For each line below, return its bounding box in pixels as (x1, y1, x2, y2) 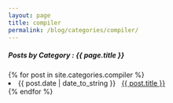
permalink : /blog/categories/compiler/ (8, 26, 139, 34)
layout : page (8, 11, 51, 20)
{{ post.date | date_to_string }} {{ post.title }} (18, 79, 166, 88)
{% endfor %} (8, 87, 53, 97)
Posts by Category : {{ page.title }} (8, 50, 124, 60)
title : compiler (8, 19, 61, 27)
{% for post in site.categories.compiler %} (8, 70, 145, 79)
